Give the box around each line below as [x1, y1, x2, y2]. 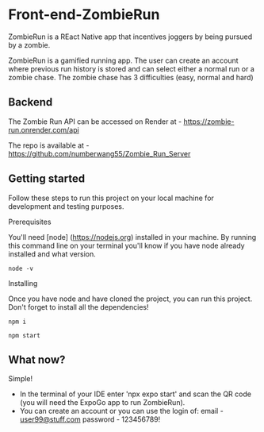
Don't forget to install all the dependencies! [8, 302, 149, 311]
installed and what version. [8, 249, 97, 259]
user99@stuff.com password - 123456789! [19, 415, 161, 424]
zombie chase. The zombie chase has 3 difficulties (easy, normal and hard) [8, 72, 254, 82]
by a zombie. [8, 40, 51, 49]
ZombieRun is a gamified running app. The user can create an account [8, 56, 239, 65]
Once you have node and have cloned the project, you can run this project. [8, 294, 253, 303]
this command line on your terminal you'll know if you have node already [8, 241, 245, 250]
